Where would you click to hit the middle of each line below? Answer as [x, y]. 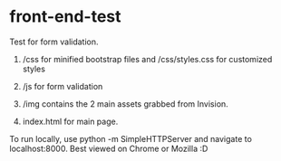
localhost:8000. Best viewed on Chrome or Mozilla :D [109, 148]
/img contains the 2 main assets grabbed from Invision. [125, 104]
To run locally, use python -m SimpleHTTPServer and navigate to [131, 138]
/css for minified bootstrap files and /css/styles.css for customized [147, 59]
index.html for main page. [70, 121]
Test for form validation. [54, 42]
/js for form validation [63, 86]
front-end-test [65, 17]
